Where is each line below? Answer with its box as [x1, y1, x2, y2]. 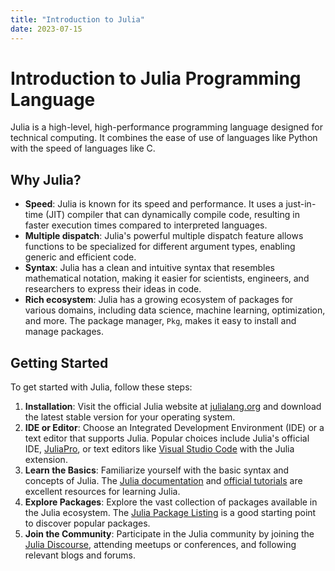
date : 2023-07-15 [10, 24, 83, 34]
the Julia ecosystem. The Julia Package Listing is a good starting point [24, 507, 317, 519]
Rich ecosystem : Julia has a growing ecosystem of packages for [24, 294, 294, 306]
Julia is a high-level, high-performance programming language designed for [10, 121, 323, 133]
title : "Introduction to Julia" [10, 14, 145, 25]
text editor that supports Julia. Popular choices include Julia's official [24, 432, 310, 445]
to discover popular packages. [24, 517, 151, 530]
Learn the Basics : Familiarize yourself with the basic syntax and [24, 464, 290, 476]
